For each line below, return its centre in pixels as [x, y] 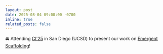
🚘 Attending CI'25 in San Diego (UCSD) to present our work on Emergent [81, 39]
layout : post [19, 10]
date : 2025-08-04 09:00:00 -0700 [40, 15]
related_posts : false [28, 24]
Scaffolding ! [18, 46]
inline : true [19, 19]
